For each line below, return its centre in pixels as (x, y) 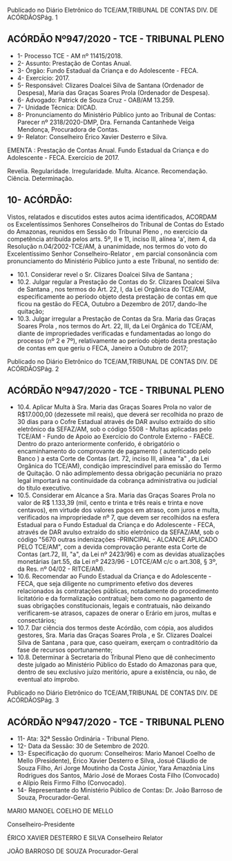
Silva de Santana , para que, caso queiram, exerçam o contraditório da (117, 643)
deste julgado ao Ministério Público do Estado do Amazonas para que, (117, 665)
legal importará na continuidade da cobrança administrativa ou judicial (117, 481)
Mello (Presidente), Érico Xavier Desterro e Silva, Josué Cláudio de (112, 761)
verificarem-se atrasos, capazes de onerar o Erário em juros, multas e (117, 613)
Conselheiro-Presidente (41, 824)
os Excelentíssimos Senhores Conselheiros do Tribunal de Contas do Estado (116, 224)
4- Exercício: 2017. (43, 78)
